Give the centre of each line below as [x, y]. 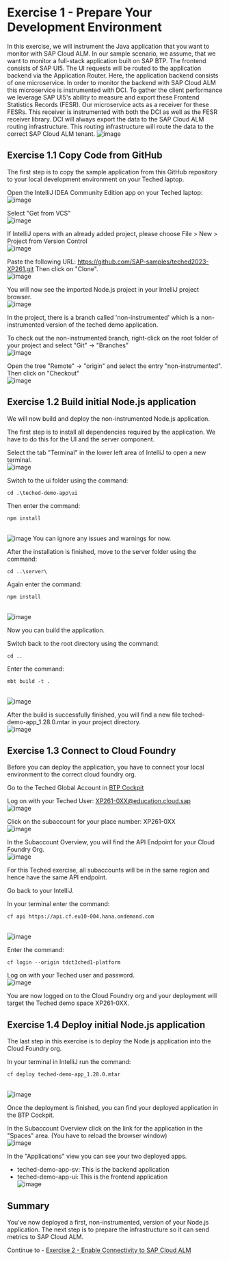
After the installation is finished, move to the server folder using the [102, 551]
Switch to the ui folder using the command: [68, 480]
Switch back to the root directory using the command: [83, 643]
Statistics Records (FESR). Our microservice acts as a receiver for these [108, 104]
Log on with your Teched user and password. [71, 975]
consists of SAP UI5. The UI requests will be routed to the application [104, 68]
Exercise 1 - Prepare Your [80, 13]
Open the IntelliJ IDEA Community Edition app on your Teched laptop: [105, 192]
